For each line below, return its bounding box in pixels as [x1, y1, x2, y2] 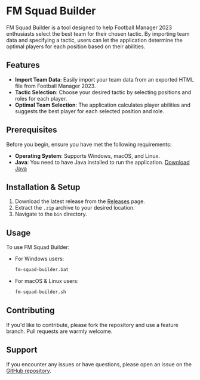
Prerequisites [6, 125, 57, 135]
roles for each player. [14, 95, 67, 102]
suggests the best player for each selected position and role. [14, 107, 165, 114]
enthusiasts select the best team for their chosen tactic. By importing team [6, 30, 190, 37]
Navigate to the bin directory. [14, 210, 88, 218]
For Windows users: [14, 255, 64, 263]
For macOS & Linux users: [14, 278, 79, 285]
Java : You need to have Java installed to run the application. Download [14, 158, 190, 166]
